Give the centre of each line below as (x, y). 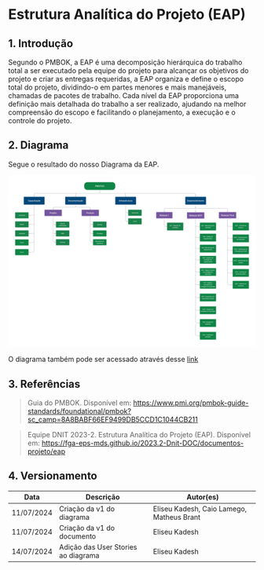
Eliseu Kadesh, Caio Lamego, (200, 509)
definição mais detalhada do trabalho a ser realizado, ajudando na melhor (127, 104)
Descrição (103, 497)
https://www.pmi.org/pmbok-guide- (191, 403)
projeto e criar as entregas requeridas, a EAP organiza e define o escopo (126, 79)
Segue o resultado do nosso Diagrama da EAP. (84, 164)
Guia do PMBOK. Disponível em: (79, 403)
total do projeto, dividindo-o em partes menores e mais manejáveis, (117, 87)
